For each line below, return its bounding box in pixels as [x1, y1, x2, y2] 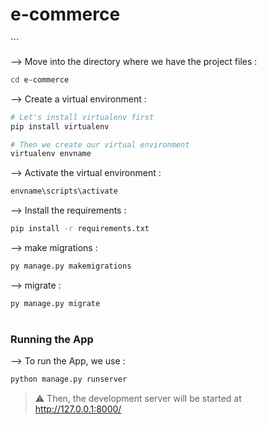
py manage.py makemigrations [10, 261, 132, 272]
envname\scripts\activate [10, 186, 118, 197]
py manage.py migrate [10, 298, 101, 308]
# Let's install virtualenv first [10, 112, 155, 122]
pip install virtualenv [10, 121, 110, 132]
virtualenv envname [10, 149, 92, 159]
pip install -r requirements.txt [10, 224, 150, 234]
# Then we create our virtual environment [10, 139, 190, 150]
